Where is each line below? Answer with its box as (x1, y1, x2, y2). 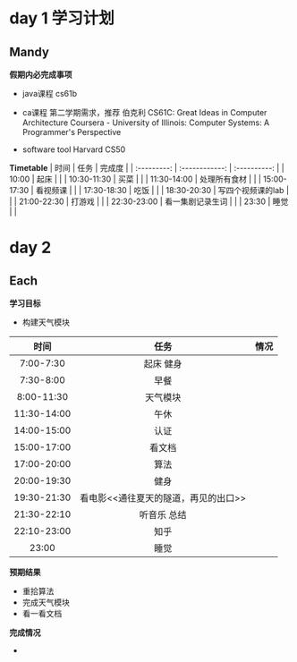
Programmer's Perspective (21, 127, 122, 137)
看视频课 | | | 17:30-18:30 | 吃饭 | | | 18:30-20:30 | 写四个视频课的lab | (35, 185, 289, 195)
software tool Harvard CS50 (21, 144, 126, 155)
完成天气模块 (21, 597, 70, 607)
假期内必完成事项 (9, 69, 72, 80)
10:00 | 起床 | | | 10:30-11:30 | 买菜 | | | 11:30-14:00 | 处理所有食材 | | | (9, 174, 262, 184)
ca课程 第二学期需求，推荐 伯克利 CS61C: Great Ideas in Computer (21, 107, 267, 117)
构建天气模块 (21, 317, 70, 327)
